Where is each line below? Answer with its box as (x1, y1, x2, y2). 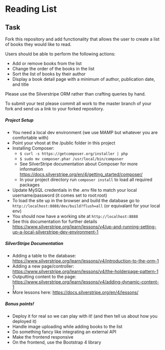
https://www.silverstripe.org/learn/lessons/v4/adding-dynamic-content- (12, 279, 159, 284)
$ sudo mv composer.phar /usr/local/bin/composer (19, 156, 124, 161)
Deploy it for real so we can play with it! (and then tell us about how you (12, 313, 158, 319)
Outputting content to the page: (12, 274, 76, 280)
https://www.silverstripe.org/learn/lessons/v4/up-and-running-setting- (12, 223, 157, 230)
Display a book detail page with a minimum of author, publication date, (12, 76, 155, 82)
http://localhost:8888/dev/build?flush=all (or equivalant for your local (12, 203, 160, 209)
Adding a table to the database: (12, 252, 76, 258)
